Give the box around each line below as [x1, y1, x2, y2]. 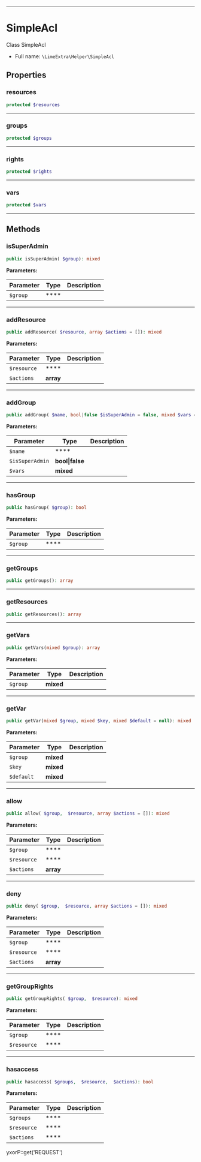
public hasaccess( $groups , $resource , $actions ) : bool [6, 1079, 154, 1085]
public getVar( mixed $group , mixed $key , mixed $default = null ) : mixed [6, 717, 191, 723]
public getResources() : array [6, 611, 82, 617]
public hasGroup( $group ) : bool [6, 505, 87, 511]
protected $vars [6, 202, 47, 208]
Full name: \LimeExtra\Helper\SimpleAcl [14, 52, 115, 60]
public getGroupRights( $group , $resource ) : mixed [6, 996, 138, 1002]
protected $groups [6, 135, 52, 141]
